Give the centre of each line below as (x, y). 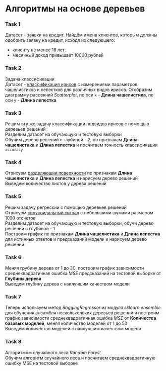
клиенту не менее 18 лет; (39, 50)
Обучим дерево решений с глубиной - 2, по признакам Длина (71, 140)
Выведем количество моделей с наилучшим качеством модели (73, 329)
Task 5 (13, 196)
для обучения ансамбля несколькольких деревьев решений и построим (82, 313)
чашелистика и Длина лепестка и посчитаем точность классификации (81, 145)
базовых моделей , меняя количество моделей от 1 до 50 (66, 323)
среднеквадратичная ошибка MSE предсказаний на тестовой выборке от (83, 273)
